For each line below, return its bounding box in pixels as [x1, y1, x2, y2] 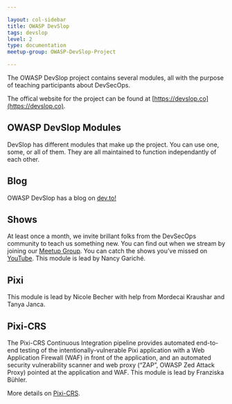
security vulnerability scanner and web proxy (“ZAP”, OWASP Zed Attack [7, 361, 215, 369]
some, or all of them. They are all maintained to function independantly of [7, 147, 217, 156]
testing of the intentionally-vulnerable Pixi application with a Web [19, 346, 205, 355]
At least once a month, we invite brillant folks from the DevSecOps [7, 232, 197, 240]
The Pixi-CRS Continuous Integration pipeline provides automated [7, 339, 195, 347]
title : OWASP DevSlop [7, 22, 70, 30]
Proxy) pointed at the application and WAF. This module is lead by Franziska [7, 369, 224, 377]
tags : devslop [7, 29, 48, 36]
